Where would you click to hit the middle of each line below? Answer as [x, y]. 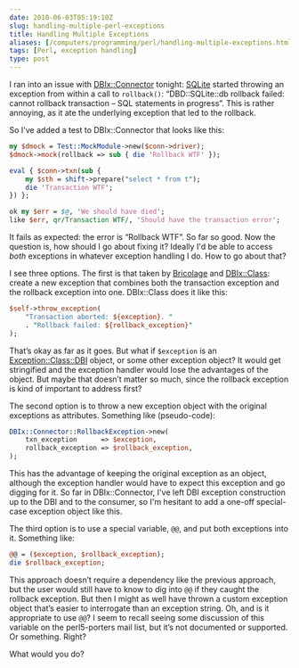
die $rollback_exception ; [57, 563]
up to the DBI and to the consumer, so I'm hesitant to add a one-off [132, 502]
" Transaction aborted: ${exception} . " [99, 317]
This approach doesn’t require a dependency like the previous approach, [142, 580]
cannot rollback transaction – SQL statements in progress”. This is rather [142, 103]
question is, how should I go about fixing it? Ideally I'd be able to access [141, 247]
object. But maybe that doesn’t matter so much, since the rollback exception [149, 379]
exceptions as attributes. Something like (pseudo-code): [112, 415]
